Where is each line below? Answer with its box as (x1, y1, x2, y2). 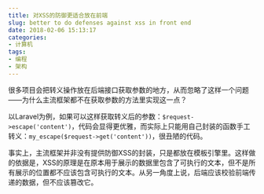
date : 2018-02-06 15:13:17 (8, 26, 97, 34)
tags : (8, 48, 26, 56)
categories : (8, 33, 47, 42)
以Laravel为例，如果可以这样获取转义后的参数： (8, 112, 163, 121)
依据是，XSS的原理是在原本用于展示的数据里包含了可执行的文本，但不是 (14, 158, 249, 167)
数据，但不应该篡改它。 (21, 178, 98, 187)
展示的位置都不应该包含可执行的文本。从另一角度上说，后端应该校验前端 (14, 167, 249, 177)
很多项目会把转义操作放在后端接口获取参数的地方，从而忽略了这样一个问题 (8, 85, 249, 94)
